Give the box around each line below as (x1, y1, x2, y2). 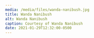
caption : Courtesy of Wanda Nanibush (5, 21, 83, 26)
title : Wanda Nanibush (5, 12, 52, 17)
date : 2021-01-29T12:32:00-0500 (5, 26, 72, 31)
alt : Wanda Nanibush (5, 16, 48, 21)
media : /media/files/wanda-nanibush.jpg (5, 7, 90, 12)
